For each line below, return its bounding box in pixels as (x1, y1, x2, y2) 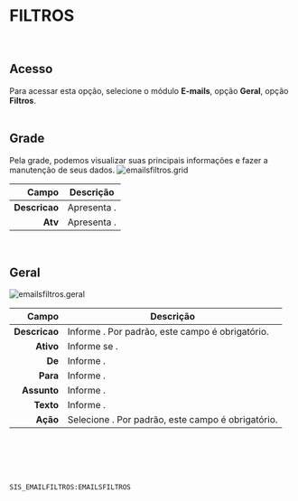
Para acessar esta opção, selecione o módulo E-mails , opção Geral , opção (9, 85, 289, 96)
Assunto (21, 385, 60, 397)
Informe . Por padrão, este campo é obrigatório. (67, 326, 269, 339)
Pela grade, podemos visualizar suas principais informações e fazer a (9, 154, 268, 165)
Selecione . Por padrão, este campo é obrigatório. (67, 413, 278, 426)
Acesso (9, 61, 53, 77)
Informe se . (67, 340, 119, 353)
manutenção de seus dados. (9, 164, 116, 175)
